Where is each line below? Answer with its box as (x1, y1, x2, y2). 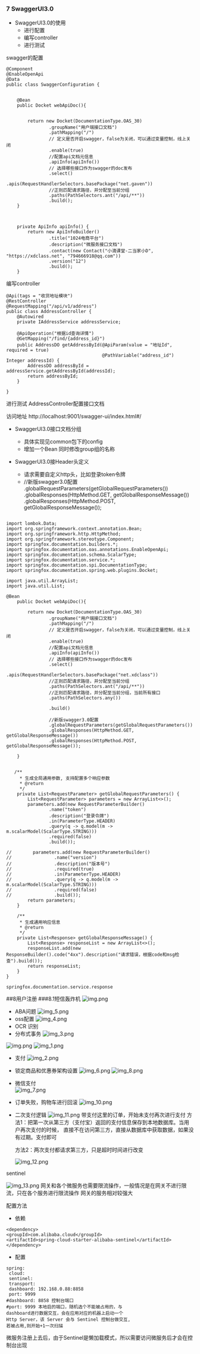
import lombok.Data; (6, 520, 58, 526)
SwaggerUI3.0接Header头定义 (14, 458, 89, 465)
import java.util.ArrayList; (6, 577, 79, 584)
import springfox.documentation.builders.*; (6, 541, 118, 547)
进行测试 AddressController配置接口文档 (6, 400, 105, 407)
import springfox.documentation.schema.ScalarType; (6, 552, 137, 558)
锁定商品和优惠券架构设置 (14, 1067, 78, 1074)
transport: (8, 1281, 36, 1287)
